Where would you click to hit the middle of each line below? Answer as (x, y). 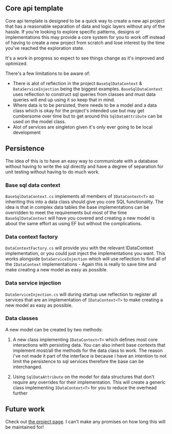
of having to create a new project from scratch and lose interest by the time (85, 43)
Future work (25, 409)
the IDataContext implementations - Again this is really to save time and (81, 264)
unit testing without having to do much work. (53, 172)
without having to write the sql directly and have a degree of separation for (84, 166)
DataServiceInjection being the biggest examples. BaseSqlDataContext (88, 89)
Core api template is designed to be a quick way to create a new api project (85, 21)
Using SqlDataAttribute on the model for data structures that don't (83, 377)
